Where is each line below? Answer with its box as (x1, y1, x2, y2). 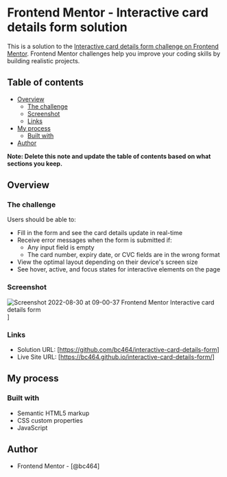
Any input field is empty (27, 243, 95, 252)
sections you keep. (7, 159, 63, 168)
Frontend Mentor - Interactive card (7, 5, 209, 21)
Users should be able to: (7, 215, 77, 224)
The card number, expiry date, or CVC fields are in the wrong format (27, 251, 221, 259)
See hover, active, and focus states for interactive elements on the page (16, 265, 221, 274)
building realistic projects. (7, 56, 80, 65)
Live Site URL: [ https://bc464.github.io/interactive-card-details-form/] (16, 353, 215, 362)
